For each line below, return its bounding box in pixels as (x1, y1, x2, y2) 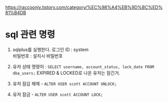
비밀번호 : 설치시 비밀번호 (12, 53, 63, 59)
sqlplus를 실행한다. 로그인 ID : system (12, 46, 89, 53)
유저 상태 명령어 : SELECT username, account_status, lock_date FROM (12, 63, 154, 70)
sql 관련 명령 (5, 29, 56, 40)
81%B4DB (5, 10, 26, 16)
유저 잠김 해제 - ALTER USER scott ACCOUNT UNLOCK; (12, 80, 117, 86)
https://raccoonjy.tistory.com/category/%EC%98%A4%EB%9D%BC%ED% (5, 5, 163, 10)
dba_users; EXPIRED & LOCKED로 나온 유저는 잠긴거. (12, 70, 120, 76)
